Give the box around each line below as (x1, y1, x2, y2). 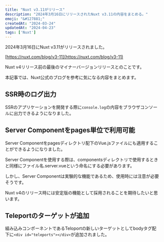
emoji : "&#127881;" (5, 16, 45, 21)
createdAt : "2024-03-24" (5, 21, 56, 26)
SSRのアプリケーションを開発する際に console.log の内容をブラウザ (5, 104, 141, 110)
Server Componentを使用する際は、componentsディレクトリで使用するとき (5, 157, 158, 162)
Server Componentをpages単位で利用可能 (5, 126, 136, 134)
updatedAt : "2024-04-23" (5, 26, 56, 30)
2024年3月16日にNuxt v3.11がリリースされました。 (5, 44, 107, 50)
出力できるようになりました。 (13, 110, 74, 116)
